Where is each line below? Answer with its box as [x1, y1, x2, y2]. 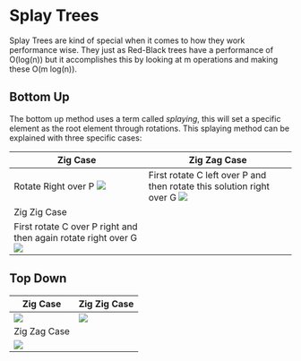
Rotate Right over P [13, 180, 95, 193]
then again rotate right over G [13, 231, 137, 244]
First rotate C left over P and [148, 168, 267, 181]
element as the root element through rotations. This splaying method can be [9, 123, 289, 133]
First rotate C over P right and [13, 220, 138, 233]
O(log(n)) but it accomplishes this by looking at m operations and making [9, 54, 279, 64]
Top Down [9, 271, 67, 287]
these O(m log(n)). [9, 64, 78, 74]
